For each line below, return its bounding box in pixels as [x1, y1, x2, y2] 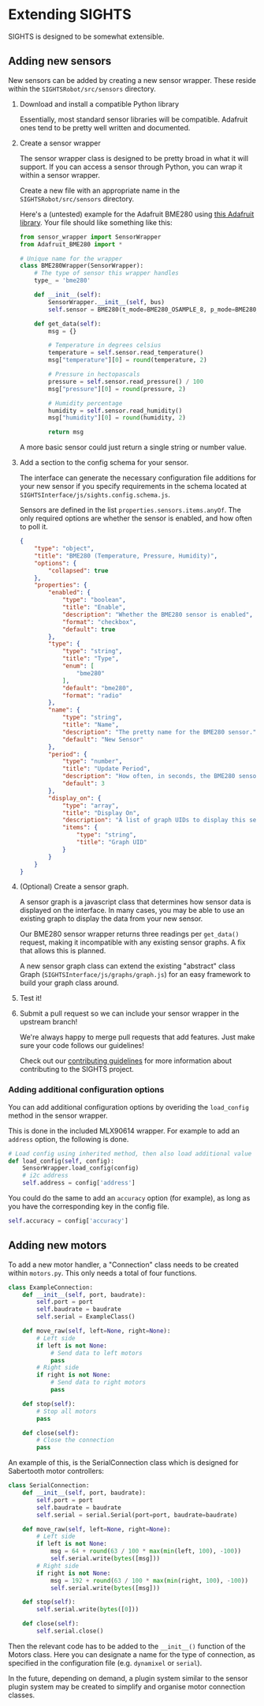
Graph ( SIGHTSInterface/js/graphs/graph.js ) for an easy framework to [19, 970, 251, 979]
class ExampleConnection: [8, 1283, 93, 1291]
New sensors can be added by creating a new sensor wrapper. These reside [8, 75, 256, 85]
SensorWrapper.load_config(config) [22, 1164, 139, 1172]
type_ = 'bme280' [34, 276, 91, 285]
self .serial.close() [36, 1627, 104, 1636]
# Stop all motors [36, 1407, 97, 1415]
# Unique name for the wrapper [19, 254, 123, 262]
